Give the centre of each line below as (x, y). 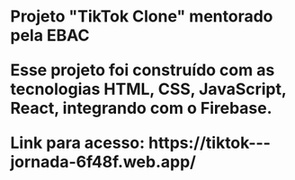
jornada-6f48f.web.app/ (103, 162)
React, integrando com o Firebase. (141, 108)
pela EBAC (50, 35)
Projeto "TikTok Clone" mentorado (142, 17)
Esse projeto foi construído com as (143, 70)
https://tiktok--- (209, 143)
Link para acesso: (78, 143)
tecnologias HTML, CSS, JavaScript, (148, 89)
